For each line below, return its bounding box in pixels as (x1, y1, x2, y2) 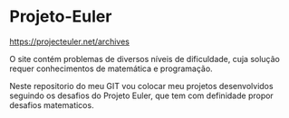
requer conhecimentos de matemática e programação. (9, 63, 213, 74)
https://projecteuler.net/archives (9, 36, 130, 47)
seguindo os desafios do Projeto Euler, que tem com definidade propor (9, 90, 274, 101)
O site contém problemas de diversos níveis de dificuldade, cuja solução (9, 53, 281, 64)
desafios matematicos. (9, 99, 94, 110)
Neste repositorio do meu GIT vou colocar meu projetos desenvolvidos (9, 80, 274, 91)
